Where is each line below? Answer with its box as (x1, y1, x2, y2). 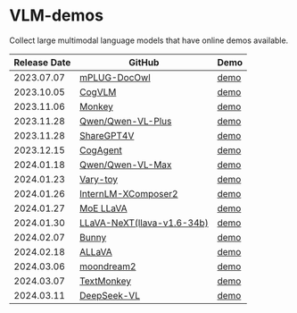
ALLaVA (79, 245, 113, 258)
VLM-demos (9, 5, 104, 26)
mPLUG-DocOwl (79, 71, 152, 83)
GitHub (128, 55, 160, 68)
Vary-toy (79, 173, 119, 185)
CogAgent (79, 144, 122, 156)
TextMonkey (79, 275, 132, 287)
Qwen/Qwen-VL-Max (79, 158, 172, 171)
